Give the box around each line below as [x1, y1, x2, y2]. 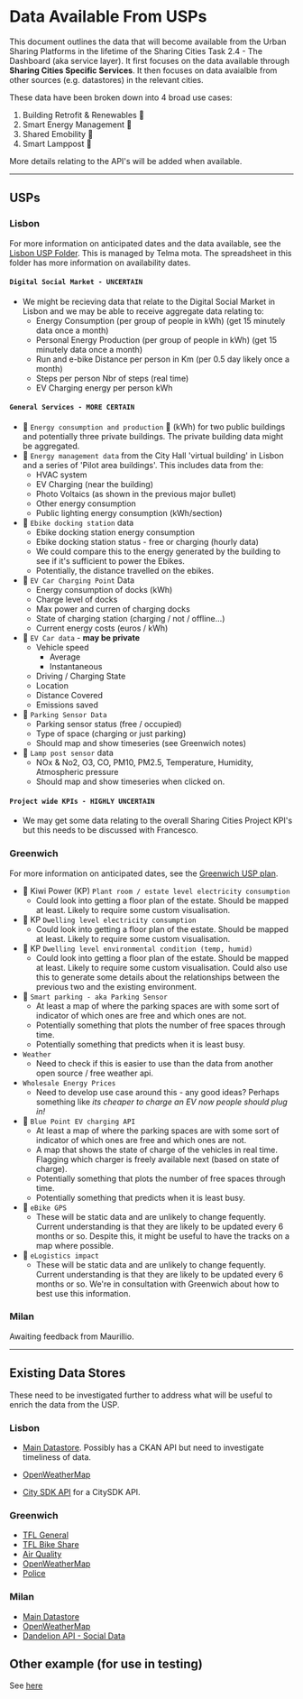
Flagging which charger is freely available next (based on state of [35, 1153, 280, 1165]
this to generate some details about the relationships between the [35, 972, 280, 983]
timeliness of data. [22, 1451, 92, 1463]
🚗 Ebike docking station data [22, 517, 134, 529]
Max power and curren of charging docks [35, 604, 191, 614]
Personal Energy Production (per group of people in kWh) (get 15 [35, 334, 278, 345]
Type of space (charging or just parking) [35, 728, 187, 739]
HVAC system [35, 469, 87, 480]
